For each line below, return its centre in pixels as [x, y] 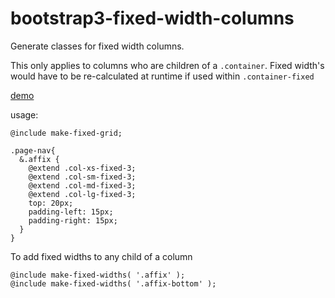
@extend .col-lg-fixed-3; [82, 194]
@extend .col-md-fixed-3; [82, 185]
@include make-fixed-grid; [66, 133]
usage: [24, 114]
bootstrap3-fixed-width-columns [152, 18]
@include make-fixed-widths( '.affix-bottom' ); [113, 283]
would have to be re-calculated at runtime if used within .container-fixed [162, 76]
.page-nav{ [33, 150]
